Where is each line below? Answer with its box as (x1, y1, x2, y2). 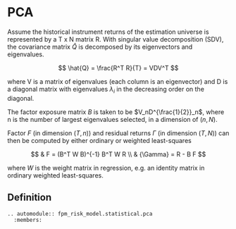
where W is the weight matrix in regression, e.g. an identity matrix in (7, 163, 205, 172)
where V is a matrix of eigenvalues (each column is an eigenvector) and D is (7, 77, 228, 85)
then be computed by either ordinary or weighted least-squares (7, 136, 192, 144)
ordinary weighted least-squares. (7, 171, 104, 180)
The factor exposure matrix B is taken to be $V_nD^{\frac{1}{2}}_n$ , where (7, 107, 225, 116)
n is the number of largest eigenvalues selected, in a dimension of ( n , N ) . (7, 115, 218, 123)
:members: (13, 216, 42, 223)
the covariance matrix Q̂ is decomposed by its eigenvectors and (7, 42, 193, 51)
